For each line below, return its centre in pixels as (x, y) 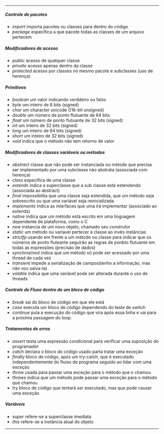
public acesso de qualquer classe (46, 60)
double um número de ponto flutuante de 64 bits (61, 115)
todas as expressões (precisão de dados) (54, 248)
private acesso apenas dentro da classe (52, 65)
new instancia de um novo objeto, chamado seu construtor (71, 227)
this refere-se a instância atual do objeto (53, 422)
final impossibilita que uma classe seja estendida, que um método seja (83, 195)
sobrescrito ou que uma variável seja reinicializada (63, 201)
